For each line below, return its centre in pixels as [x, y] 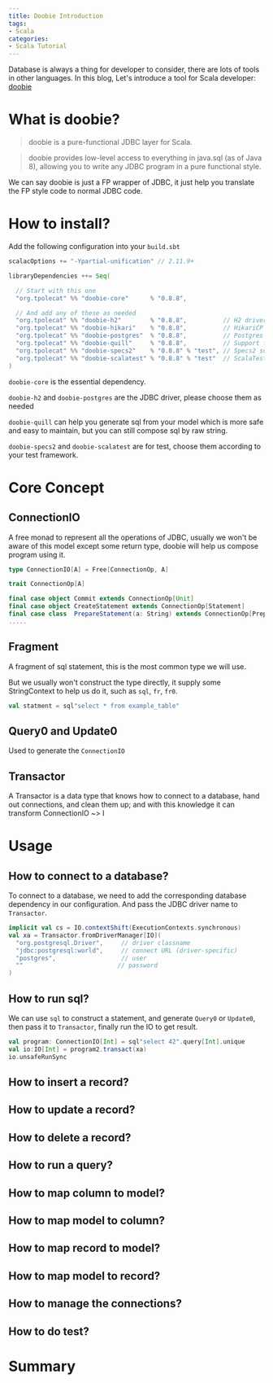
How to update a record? [72, 1110]
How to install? [60, 224]
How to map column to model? [87, 1193]
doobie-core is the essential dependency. [77, 381]
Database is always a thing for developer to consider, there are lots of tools [134, 69]
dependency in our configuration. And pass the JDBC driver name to [123, 904]
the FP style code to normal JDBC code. [76, 191]
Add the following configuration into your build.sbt [94, 246]
